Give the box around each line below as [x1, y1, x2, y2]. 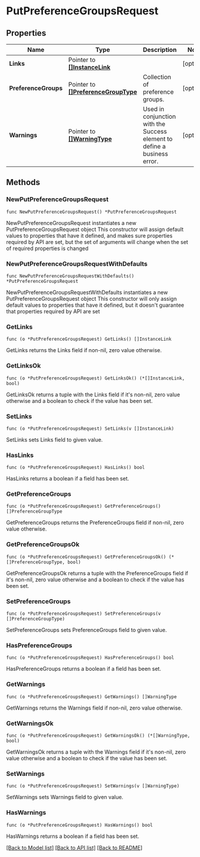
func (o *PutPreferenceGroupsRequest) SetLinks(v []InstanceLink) [6, 426, 174, 431]
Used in [142, 105, 165, 113]
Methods [6, 177, 40, 187]
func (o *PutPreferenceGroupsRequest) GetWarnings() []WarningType [6, 693, 177, 699]
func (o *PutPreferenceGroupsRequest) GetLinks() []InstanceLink [6, 336, 171, 343]
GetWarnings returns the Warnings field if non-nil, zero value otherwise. [6, 704, 183, 711]
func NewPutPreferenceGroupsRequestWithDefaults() [6, 273, 135, 279]
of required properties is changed [6, 245, 89, 252]
